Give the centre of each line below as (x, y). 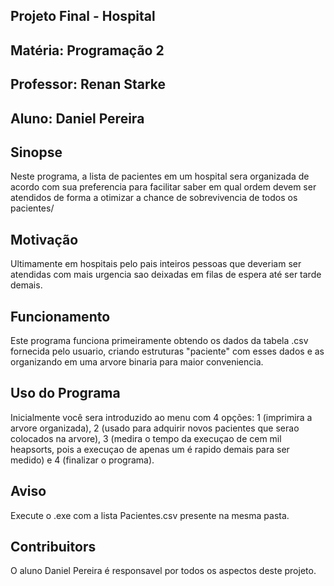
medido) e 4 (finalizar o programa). (82, 460)
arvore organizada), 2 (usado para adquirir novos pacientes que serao (155, 428)
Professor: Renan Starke (88, 84)
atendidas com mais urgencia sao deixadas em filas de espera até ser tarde (166, 275)
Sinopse (36, 152)
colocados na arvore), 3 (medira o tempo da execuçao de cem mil (146, 438)
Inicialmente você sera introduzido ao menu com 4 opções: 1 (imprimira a (161, 417)
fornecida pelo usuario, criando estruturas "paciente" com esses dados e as (167, 351)
